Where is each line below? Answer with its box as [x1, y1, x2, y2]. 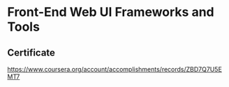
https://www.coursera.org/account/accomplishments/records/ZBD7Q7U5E [7, 65, 222, 73]
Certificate [7, 47, 56, 58]
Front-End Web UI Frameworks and [7, 4, 214, 20]
